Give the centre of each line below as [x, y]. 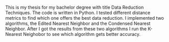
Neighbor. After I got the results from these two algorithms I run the [76, 29]
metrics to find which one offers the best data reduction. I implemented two [85, 18]
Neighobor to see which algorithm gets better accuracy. [82, 34]
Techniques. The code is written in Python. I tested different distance [78, 13]
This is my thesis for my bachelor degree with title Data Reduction [75, 7]
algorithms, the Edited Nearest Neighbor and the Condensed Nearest [78, 23]
